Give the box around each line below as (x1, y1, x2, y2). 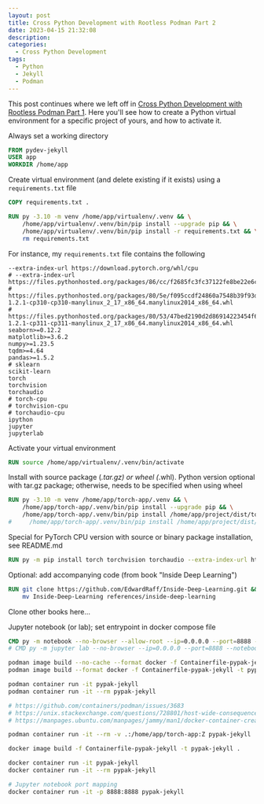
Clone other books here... (8, 607, 91, 616)
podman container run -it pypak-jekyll (8, 680, 139, 688)
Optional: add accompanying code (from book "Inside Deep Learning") (8, 570, 237, 579)
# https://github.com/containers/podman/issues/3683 (8, 702, 185, 710)
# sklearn (8, 360, 41, 368)
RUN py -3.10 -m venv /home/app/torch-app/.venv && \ (8, 496, 189, 504)
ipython (8, 415, 34, 423)
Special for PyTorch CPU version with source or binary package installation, (8, 532, 254, 541)
